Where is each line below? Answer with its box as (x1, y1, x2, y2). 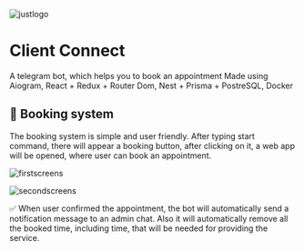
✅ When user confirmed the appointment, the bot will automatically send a (9, 203, 289, 214)
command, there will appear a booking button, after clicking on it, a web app (9, 140, 296, 151)
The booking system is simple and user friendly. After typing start (9, 130, 255, 141)
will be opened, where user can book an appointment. (9, 150, 212, 161)
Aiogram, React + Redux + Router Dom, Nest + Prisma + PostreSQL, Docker (9, 80, 294, 91)
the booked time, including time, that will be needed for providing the (9, 223, 269, 234)
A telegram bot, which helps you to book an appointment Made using (9, 70, 269, 81)
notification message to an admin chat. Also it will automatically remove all (9, 213, 289, 224)
